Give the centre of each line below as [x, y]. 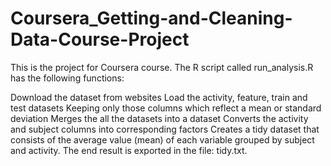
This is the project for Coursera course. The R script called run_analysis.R [162, 67]
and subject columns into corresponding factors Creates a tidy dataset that [165, 129]
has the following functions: [67, 78]
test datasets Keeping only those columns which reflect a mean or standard [166, 108]
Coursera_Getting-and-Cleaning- [151, 18]
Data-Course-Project [100, 39]
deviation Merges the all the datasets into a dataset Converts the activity [159, 118]
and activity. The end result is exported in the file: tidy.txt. [129, 150]
